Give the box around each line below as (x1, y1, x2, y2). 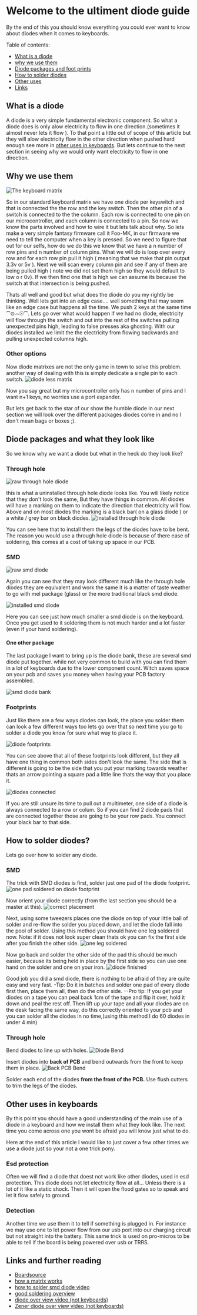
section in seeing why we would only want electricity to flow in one (6, 148, 169, 155)
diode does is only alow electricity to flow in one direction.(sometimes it (6, 122, 181, 130)
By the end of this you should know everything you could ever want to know (6, 24, 191, 31)
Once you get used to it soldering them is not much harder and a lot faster (6, 619, 185, 626)
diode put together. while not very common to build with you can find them (6, 658, 187, 666)
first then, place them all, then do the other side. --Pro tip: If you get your (6, 987, 183, 994)
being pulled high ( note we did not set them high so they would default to (6, 267, 185, 274)
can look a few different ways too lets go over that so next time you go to (6, 723, 183, 730)
